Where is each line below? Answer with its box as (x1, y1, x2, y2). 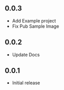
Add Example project (12, 17, 56, 24)
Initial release (12, 80, 40, 86)
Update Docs (12, 51, 40, 58)
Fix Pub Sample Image (12, 23, 59, 29)
